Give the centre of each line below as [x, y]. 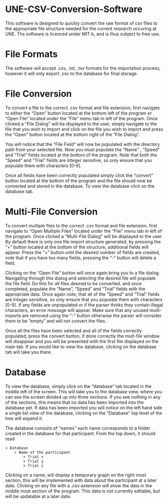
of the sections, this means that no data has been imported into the [74, 402]
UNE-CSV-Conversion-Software [74, 9]
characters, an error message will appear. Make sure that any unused [77, 310]
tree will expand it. [24, 418]
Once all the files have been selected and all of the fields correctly [73, 330]
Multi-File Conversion [51, 212]
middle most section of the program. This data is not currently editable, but [83, 491]
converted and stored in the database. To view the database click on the [80, 186]
